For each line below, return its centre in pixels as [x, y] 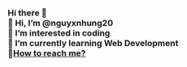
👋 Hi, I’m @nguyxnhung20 [61, 23]
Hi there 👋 [28, 13]
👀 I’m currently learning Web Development [93, 43]
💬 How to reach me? [47, 53]
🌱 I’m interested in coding [59, 33]
